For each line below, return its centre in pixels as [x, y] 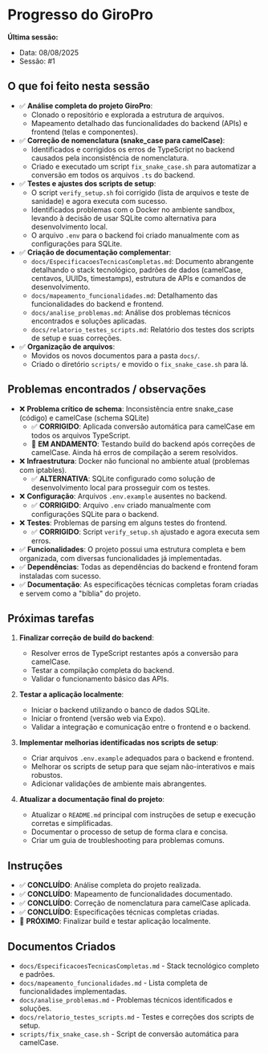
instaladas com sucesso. [60, 576]
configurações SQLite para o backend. [95, 514]
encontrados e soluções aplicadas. [89, 321]
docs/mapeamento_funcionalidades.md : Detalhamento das [124, 295]
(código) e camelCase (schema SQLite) [84, 417]
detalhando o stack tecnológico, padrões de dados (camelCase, [137, 270]
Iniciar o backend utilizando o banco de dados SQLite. [120, 710]
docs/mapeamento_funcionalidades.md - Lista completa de [113, 983]
